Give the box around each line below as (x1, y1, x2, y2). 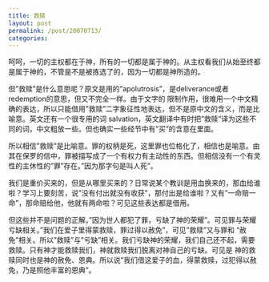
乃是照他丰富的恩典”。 (22, 265, 96, 275)
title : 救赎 (8, 11, 46, 20)
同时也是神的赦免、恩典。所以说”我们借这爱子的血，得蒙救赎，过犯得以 (14, 256, 251, 265)
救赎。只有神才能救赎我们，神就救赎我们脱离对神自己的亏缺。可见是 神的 (8, 245, 249, 255)
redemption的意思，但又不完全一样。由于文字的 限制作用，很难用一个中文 (8, 94, 252, 104)
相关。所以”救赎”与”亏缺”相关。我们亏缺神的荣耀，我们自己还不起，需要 (18, 236, 255, 245)
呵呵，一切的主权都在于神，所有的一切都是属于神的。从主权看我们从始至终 (8, 57, 254, 66)
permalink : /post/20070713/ (8, 26, 102, 34)
